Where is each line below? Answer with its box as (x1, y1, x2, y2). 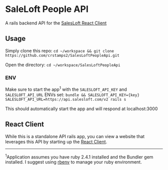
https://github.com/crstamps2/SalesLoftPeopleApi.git (5, 53, 120, 58)
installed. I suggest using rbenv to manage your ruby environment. (5, 159, 142, 165)
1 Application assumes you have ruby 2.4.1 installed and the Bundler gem (5, 153, 153, 160)
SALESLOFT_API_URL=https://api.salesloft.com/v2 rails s (5, 97, 126, 102)
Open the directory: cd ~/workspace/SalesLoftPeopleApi (5, 61, 121, 68)
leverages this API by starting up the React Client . (5, 139, 107, 145)
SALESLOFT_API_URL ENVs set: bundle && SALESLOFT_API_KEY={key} (5, 91, 140, 98)
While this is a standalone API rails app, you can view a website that (5, 133, 145, 139)
